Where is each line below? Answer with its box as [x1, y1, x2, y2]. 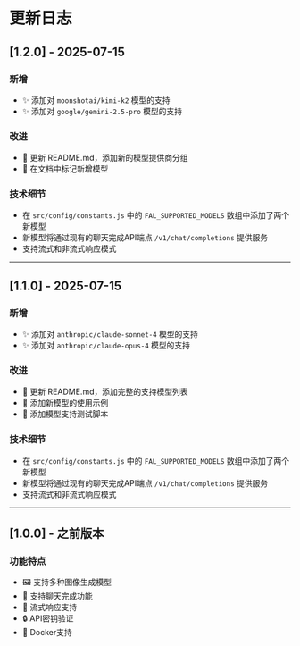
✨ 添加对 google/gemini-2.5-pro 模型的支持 [21, 105, 183, 116]
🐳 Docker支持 [21, 627, 73, 638]
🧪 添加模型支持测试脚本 [21, 408, 109, 420]
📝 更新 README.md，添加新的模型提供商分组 [21, 153, 188, 164]
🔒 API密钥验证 [21, 613, 74, 624]
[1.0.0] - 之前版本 [9, 526, 104, 541]
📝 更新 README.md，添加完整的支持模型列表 [21, 386, 188, 398]
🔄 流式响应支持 [21, 602, 78, 613]
